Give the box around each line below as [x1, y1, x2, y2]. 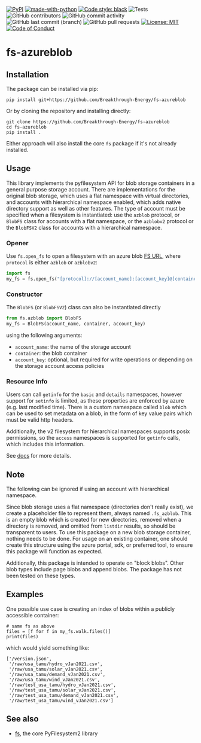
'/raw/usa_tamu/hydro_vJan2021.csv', [8, 661, 103, 667]
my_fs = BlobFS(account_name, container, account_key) [6, 321, 146, 327]
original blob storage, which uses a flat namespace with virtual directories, [6, 192, 190, 199]
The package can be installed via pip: [6, 86, 99, 92]
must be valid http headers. [6, 416, 74, 424]
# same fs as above [6, 623, 55, 629]
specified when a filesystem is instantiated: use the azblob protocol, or [6, 211, 180, 218]
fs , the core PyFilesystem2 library [14, 730, 98, 737]
